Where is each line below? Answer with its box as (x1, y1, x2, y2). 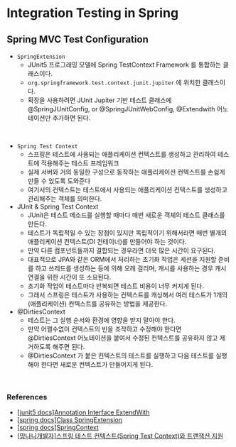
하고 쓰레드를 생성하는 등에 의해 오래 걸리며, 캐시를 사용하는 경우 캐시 (35, 264, 227, 272)
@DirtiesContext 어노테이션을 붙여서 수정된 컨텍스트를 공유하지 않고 (27, 333, 218, 342)
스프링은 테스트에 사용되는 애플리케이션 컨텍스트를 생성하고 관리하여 (27, 150, 216, 158)
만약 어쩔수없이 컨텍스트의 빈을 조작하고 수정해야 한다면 (27, 325, 182, 333)
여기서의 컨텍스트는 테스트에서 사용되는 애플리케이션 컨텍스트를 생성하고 (27, 186, 228, 194)
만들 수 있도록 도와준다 (27, 177, 91, 185)
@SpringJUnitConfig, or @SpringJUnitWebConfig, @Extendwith (27, 105, 215, 113)
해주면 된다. (52, 343, 85, 351)
